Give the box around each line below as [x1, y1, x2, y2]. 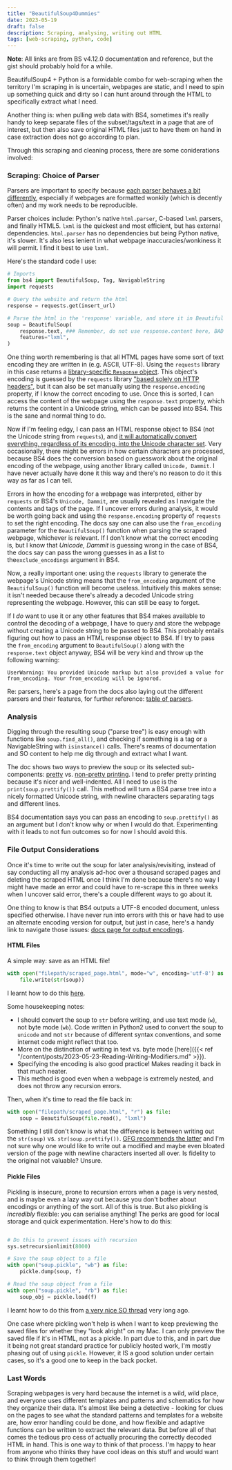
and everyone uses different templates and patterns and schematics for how [7, 1396, 225, 1404]
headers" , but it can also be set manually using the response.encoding [7, 383, 206, 391]
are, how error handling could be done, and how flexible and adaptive [7, 1418, 205, 1427]
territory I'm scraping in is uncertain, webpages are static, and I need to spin [7, 83, 224, 91]
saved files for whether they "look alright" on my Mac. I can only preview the [7, 1326, 225, 1335]
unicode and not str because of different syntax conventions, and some [17, 1030, 222, 1038]
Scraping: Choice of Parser [7, 171, 100, 180]
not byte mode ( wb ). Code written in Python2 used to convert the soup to [17, 1023, 224, 1031]
